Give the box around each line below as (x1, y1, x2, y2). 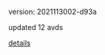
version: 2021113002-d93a (8, 7, 97, 16)
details (8, 38, 31, 48)
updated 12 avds (8, 23, 63, 32)
